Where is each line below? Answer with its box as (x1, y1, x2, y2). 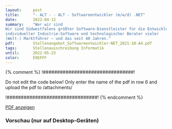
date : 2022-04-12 (5, 17, 56, 22)
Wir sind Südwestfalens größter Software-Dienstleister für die (5, 27, 145, 32)
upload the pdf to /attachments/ (5, 84, 73, 91)
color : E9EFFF (5, 55, 47, 60)
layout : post (5, 7, 42, 13)
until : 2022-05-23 (5, 50, 56, 55)
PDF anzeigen (5, 104, 35, 111)
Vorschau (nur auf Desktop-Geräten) (5, 117, 99, 124)
